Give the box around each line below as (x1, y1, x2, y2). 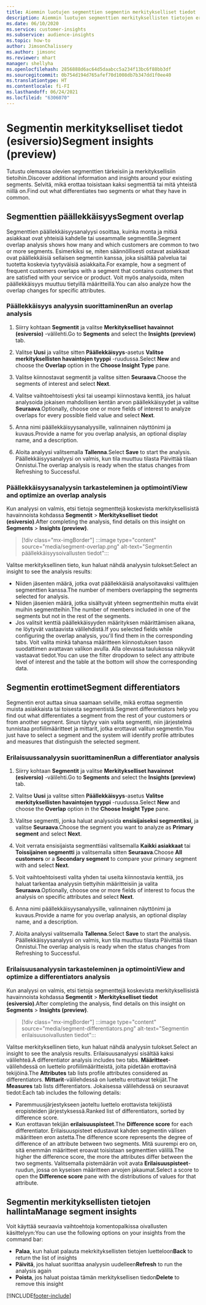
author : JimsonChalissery (6, 44, 72, 50)
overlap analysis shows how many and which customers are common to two (6, 241, 199, 248)
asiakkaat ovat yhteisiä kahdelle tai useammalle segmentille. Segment (6, 234, 181, 241)
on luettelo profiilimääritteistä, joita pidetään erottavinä (39, 1062, 177, 1070)
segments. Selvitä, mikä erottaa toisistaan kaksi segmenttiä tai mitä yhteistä (6, 181, 197, 188)
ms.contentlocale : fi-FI (6, 84, 70, 90)
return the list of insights (15, 1254, 77, 1261)
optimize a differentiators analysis (6, 973, 110, 981)
